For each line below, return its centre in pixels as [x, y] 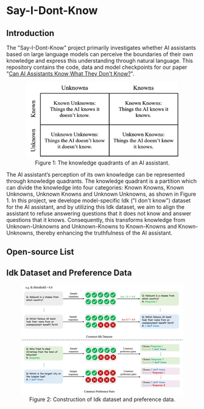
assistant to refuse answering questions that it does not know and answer [99, 213]
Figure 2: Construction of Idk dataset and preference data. [102, 399]
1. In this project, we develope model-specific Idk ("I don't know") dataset [98, 201]
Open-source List [40, 252]
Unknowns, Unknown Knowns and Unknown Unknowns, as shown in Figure [101, 194]
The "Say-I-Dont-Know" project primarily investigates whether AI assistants [101, 48]
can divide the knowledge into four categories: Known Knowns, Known [95, 187]
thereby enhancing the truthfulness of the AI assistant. [104, 233]
